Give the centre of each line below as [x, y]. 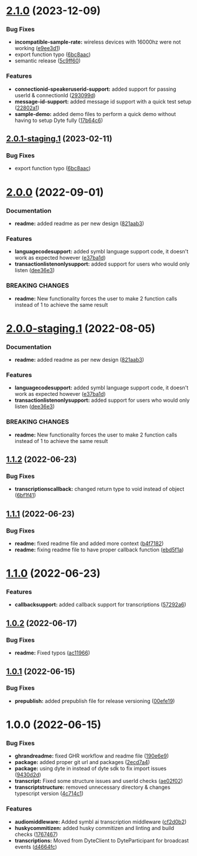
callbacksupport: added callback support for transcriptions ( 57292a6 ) [100, 604]
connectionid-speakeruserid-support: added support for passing [95, 89]
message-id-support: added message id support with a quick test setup [103, 101]
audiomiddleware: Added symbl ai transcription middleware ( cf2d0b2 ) [101, 822]
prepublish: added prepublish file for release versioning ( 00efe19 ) [95, 701]
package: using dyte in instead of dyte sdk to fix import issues [90, 769]
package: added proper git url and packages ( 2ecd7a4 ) [82, 762]
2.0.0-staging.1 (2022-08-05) [81, 328]
